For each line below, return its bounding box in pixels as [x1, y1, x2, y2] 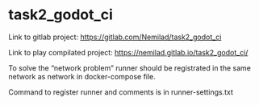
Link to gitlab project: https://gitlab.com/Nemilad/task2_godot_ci [8, 32, 222, 42]
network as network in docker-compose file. [8, 71, 156, 81]
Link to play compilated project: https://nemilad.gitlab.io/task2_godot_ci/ [8, 47, 249, 57]
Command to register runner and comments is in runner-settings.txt [8, 87, 234, 97]
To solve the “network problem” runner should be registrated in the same [8, 63, 252, 73]
